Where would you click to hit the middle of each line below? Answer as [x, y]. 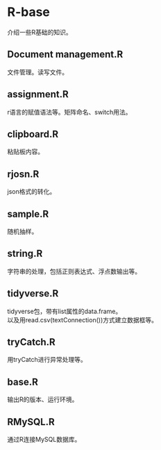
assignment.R [38, 94]
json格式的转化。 [32, 192]
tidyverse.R [33, 293]
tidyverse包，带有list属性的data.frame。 [65, 311]
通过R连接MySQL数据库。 [44, 440]
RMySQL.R [31, 422]
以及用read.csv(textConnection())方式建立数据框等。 [83, 319]
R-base [29, 12]
